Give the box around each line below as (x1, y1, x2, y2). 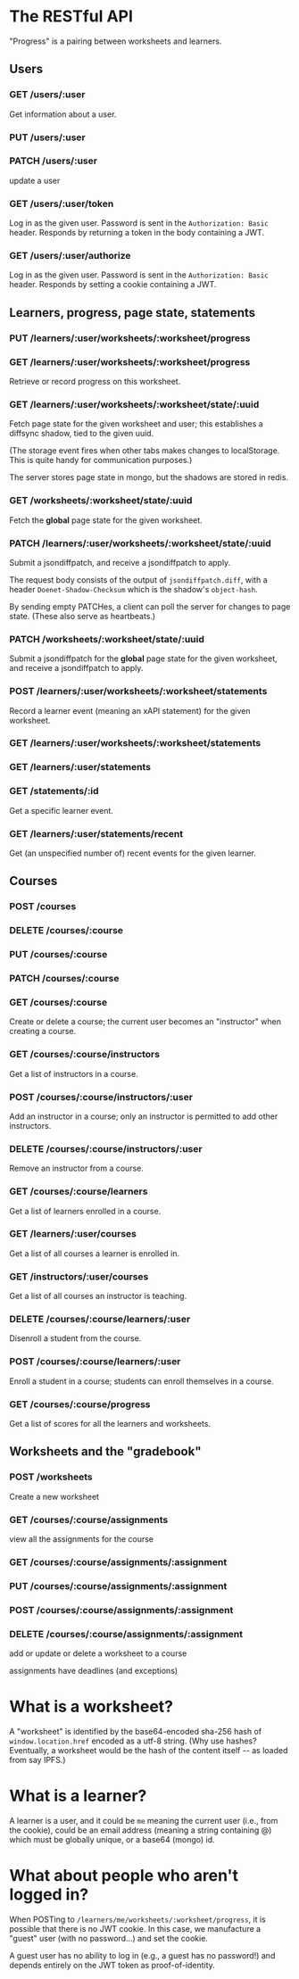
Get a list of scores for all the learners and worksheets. (9, 1419, 212, 1429)
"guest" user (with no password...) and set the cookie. (9, 1933, 208, 1943)
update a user (9, 175, 61, 186)
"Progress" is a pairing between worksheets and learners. (9, 36, 222, 46)
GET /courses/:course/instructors (9, 1048, 161, 1061)
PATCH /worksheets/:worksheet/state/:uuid (9, 633, 205, 645)
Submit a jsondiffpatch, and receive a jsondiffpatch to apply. (9, 557, 231, 567)
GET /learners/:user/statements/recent (9, 827, 184, 840)
